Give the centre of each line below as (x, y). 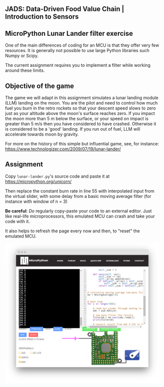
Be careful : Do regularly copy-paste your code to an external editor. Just (78, 211)
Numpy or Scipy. (22, 56)
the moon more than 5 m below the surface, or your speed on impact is (77, 119)
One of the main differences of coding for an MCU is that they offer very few (82, 45)
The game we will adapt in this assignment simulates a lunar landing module (82, 98)
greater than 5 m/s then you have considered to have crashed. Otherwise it (81, 124)
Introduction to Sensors (42, 17)
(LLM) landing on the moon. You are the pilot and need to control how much (82, 103)
